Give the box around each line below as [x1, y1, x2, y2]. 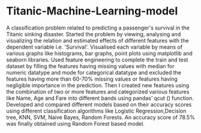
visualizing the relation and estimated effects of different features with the [6, 37, 189, 44]
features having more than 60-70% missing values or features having [6, 75, 178, 82]
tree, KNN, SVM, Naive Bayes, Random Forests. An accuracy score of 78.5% [6, 113, 195, 121]
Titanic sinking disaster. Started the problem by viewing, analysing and [6, 30, 181, 37]
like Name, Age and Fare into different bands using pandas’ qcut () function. [6, 94, 194, 102]
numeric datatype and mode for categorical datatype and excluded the [6, 69, 182, 76]
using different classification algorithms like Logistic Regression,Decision [6, 107, 187, 114]
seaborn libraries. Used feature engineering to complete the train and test [6, 56, 188, 63]
